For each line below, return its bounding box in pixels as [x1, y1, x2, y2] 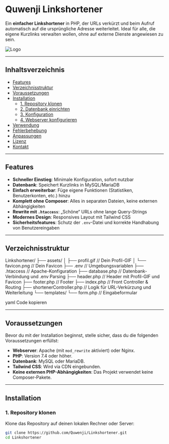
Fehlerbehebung [12, 127, 47, 134]
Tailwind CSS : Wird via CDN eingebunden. [12, 364, 102, 370]
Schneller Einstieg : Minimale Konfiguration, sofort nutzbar [12, 176, 134, 183]
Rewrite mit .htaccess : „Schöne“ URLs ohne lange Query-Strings [12, 208, 147, 214]
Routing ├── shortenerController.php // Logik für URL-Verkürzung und [5, 284, 151, 290]
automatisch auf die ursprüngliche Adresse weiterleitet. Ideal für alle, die [5, 25, 156, 31]
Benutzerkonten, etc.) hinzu [12, 192, 70, 198]
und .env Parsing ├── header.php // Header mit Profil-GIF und [30, 274, 160, 280]
